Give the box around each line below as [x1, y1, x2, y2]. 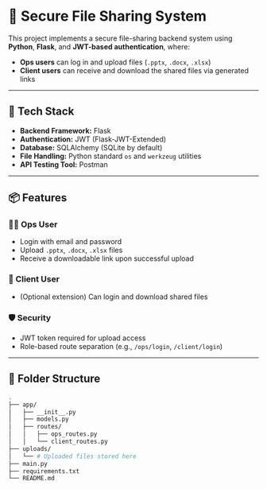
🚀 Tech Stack [8, 105, 75, 118]
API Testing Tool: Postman [19, 159, 109, 169]
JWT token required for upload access [19, 333, 146, 343]
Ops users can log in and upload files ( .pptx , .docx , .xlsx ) [19, 57, 211, 67]
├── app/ [8, 401, 37, 409]
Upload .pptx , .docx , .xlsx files [19, 246, 123, 255]
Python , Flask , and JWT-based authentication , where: [8, 41, 191, 51]
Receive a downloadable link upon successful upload [19, 254, 195, 263]
